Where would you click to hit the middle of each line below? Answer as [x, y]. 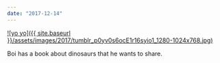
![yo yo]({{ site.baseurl [39, 33]
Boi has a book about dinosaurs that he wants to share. [85, 53]
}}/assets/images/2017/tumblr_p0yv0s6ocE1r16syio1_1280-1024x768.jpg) [110, 40]
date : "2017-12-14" [35, 13]
